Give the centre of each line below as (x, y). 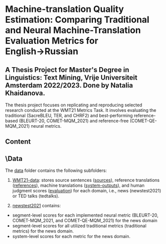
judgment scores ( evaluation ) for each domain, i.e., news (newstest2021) (87, 191)
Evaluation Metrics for (52, 41)
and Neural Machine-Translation (73, 30)
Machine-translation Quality (64, 9)
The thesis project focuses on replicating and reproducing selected (74, 105)
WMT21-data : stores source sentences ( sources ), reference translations (86, 180)
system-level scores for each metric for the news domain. (71, 237)
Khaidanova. (25, 93)
